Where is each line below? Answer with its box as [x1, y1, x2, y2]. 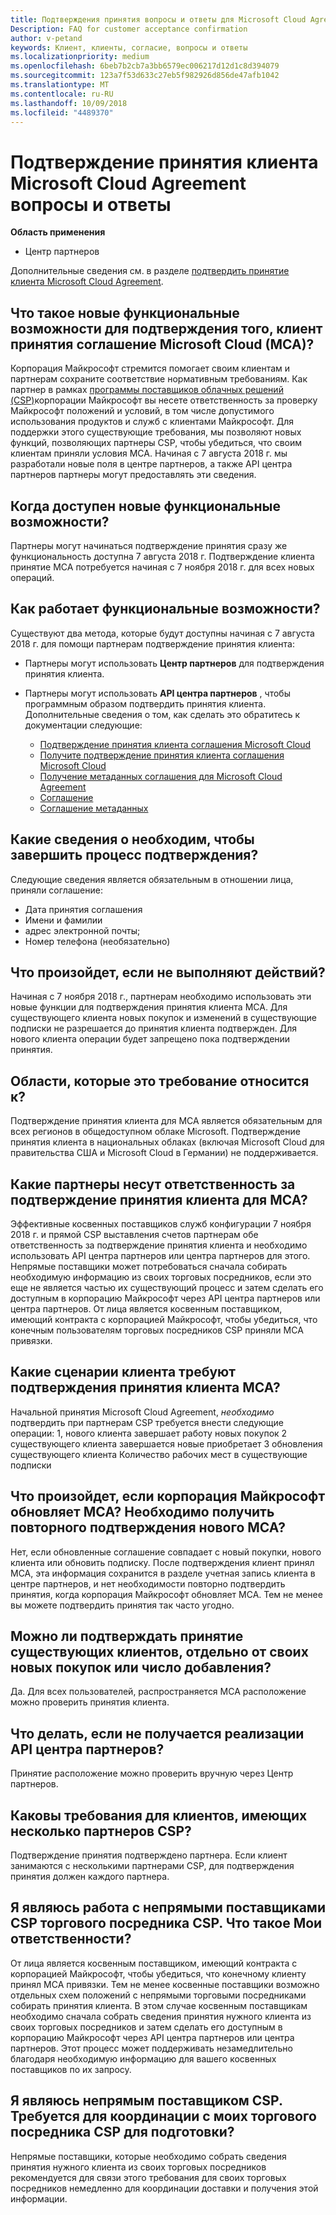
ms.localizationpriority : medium [10, 52, 150, 62]
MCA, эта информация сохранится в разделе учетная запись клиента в [10, 1567, 316, 1579]
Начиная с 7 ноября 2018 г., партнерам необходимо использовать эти [10, 991, 312, 1003]
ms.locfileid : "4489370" [10, 107, 114, 118]
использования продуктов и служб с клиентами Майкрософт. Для [10, 416, 294, 428]
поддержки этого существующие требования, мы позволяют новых [10, 426, 302, 438]
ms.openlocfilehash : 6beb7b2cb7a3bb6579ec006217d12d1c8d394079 [10, 61, 280, 71]
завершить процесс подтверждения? [10, 847, 259, 864]
